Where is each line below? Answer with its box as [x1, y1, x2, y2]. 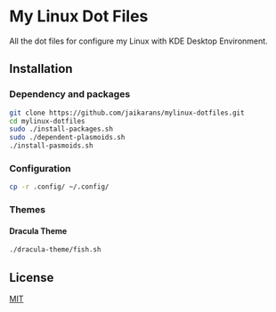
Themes [9, 204, 46, 216]
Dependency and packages [9, 88, 131, 100]
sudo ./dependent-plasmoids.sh [9, 133, 126, 142]
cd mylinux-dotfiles [9, 116, 86, 125]
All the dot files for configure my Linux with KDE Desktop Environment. [9, 36, 269, 46]
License [9, 269, 54, 285]
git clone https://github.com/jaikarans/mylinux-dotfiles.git [9, 108, 245, 117]
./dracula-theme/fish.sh [9, 245, 101, 254]
